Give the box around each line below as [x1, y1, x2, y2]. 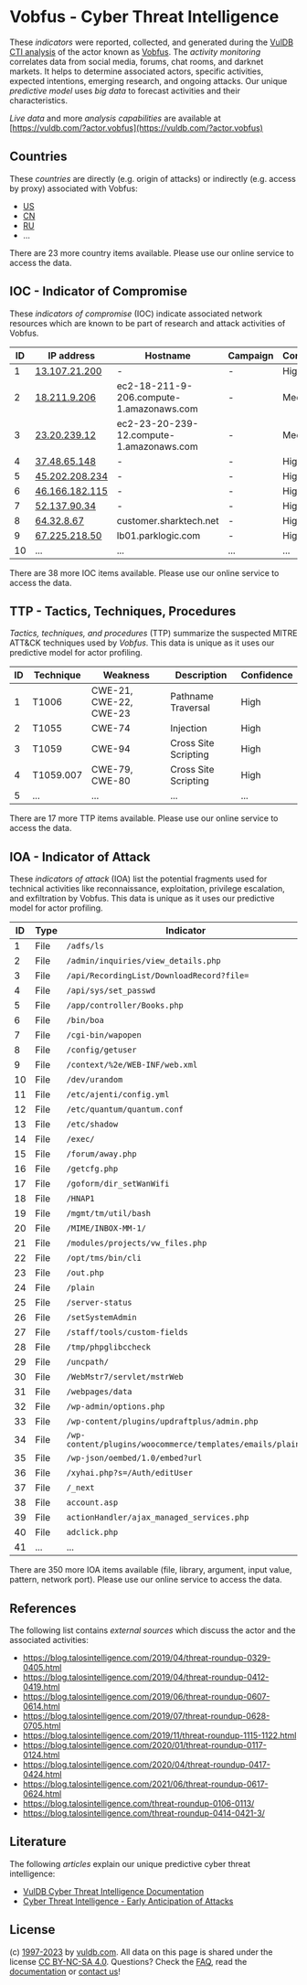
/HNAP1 [66, 1193, 95, 1204]
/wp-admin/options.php [66, 1402, 165, 1412]
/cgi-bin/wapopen [66, 1030, 142, 1041]
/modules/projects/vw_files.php [66, 1238, 207, 1249]
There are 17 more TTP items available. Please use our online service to [9, 813, 279, 824]
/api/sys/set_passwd [66, 986, 156, 996]
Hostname [144, 349, 192, 362]
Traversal [170, 701, 210, 714]
